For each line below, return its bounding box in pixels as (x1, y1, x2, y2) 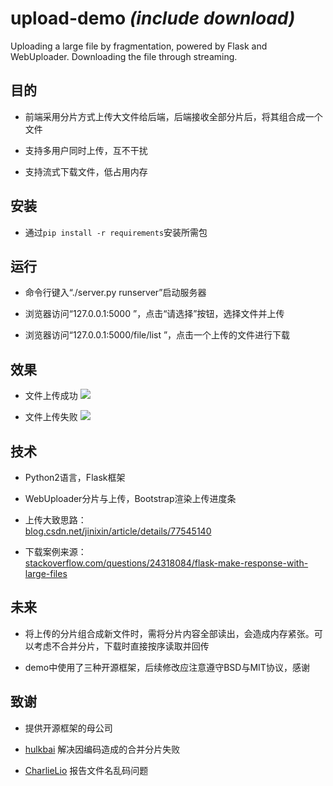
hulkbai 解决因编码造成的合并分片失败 (24, 743, 181, 755)
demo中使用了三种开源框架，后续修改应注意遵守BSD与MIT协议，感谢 (24, 661, 310, 673)
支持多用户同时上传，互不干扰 (24, 144, 148, 156)
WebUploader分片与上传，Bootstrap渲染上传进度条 (24, 493, 237, 504)
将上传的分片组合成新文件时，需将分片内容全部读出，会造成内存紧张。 (24, 627, 315, 639)
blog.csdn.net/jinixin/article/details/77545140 (24, 525, 212, 537)
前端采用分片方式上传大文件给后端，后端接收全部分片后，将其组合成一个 (24, 110, 323, 122)
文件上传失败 (24, 411, 78, 423)
